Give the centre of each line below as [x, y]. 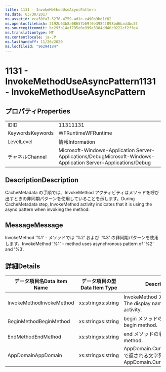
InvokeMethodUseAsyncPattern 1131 [81, 81]
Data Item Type [99, 288]
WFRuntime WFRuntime [85, 133]
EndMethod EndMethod [35, 337]
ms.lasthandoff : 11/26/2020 [34, 42]
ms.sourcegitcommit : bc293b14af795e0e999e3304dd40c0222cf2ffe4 [72, 28]
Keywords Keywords [31, 133]
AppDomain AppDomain [35, 355]
